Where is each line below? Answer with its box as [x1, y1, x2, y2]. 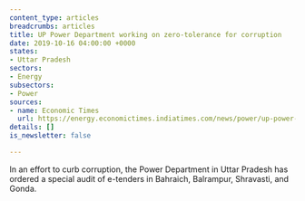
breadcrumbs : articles [9, 22, 95, 31]
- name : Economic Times [9, 106, 100, 115]
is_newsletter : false [9, 131, 92, 140]
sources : [9, 97, 43, 107]
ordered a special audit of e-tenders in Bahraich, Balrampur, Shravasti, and [9, 173, 289, 184]
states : [9, 47, 39, 56]
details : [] [9, 123, 54, 132]
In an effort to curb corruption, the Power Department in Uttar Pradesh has [9, 164, 289, 175]
